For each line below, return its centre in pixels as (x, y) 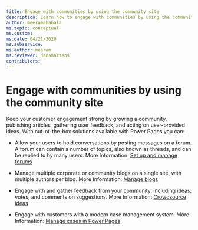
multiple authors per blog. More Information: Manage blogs (86, 179)
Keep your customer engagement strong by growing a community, (87, 119)
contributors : (24, 61)
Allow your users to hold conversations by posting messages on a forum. (103, 143)
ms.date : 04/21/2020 (32, 39)
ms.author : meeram (29, 50)
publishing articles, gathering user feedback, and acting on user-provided (96, 125)
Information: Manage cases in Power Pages (67, 221)
